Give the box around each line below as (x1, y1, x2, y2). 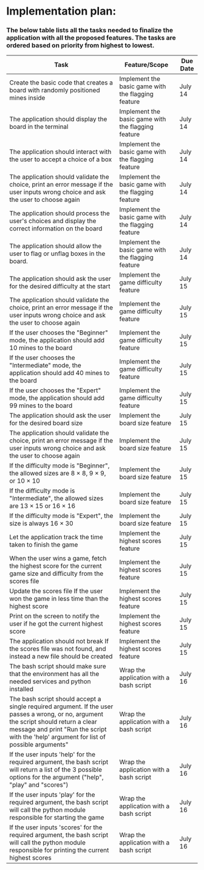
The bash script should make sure (9, 662, 106, 671)
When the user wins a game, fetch (9, 554, 107, 563)
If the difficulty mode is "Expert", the (9, 512, 114, 520)
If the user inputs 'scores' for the (9, 823, 103, 832)
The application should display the (9, 115, 107, 123)
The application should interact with (9, 148, 112, 156)
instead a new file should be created (9, 652, 113, 661)
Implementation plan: (6, 4, 117, 18)
